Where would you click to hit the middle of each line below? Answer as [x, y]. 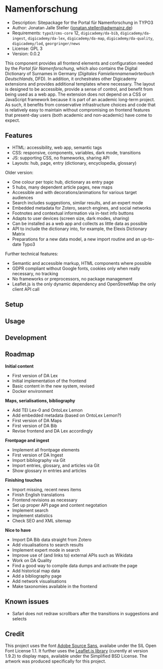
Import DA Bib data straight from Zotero [52, 540]
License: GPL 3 [27, 48]
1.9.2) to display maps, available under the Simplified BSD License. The [76, 656]
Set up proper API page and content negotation [60, 505]
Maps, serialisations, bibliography [40, 400]
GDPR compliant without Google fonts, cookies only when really [76, 268]
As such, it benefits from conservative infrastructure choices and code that [80, 105]
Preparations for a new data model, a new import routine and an [76, 239]
